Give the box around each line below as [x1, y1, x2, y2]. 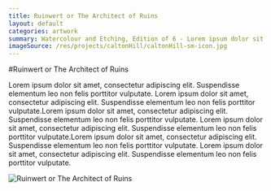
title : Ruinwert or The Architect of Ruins [8, 11, 159, 20]
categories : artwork [8, 27, 79, 35]
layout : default [8, 20, 63, 28]
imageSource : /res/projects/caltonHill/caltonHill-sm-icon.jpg [8, 42, 228, 50]
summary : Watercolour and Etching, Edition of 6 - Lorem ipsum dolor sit [8, 34, 264, 43]
